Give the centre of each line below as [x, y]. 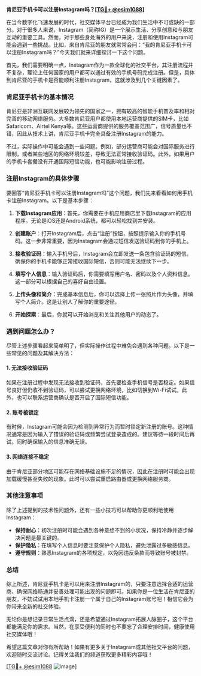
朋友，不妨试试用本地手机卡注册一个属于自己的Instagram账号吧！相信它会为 [100, 599]
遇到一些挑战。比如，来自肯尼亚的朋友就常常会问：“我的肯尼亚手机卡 [102, 45]
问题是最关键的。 [41, 537]
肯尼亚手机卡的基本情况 [40, 97]
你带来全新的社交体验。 [35, 606]
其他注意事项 [25, 496]
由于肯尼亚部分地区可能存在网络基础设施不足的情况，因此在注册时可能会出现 [100, 471]
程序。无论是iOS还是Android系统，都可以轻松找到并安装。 [86, 220]
